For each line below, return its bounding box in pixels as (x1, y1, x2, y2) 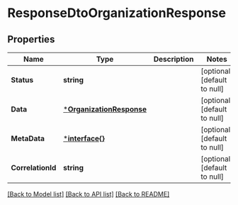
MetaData (11, 133, 45, 143)
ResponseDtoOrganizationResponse (7, 5, 227, 21)
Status (11, 75, 34, 84)
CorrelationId (11, 163, 57, 172)
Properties (7, 33, 55, 45)
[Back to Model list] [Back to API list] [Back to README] (7, 190, 170, 198)
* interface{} (63, 133, 105, 143)
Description (153, 55, 194, 64)
